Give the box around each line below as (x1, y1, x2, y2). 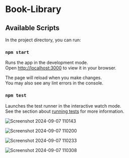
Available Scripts (5, 24, 59, 32)
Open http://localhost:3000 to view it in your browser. (5, 65, 117, 71)
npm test (5, 93, 27, 99)
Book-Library (5, 4, 61, 15)
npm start (5, 49, 29, 55)
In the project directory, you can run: (5, 37, 81, 43)
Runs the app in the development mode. (5, 59, 88, 66)
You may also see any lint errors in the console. (5, 80, 103, 86)
